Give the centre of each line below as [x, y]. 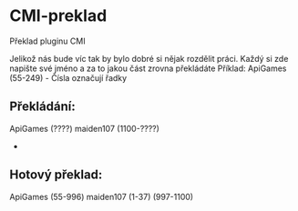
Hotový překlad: [56, 175]
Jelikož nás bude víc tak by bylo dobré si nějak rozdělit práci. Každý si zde [149, 58]
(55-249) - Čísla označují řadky [68, 77]
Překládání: [42, 107]
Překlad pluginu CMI [47, 41]
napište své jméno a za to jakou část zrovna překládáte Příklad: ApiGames [148, 68]
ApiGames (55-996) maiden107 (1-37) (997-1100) [102, 196]
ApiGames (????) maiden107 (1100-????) [84, 128]
